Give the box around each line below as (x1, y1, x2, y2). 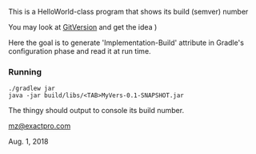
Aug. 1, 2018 (8, 136, 49, 147)
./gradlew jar (8, 84, 56, 93)
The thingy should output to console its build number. (8, 106, 185, 115)
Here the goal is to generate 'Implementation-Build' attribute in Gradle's (8, 38, 244, 47)
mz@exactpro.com (8, 121, 71, 131)
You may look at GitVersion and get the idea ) (8, 22, 158, 31)
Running (8, 66, 42, 77)
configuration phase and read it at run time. (8, 47, 151, 55)
